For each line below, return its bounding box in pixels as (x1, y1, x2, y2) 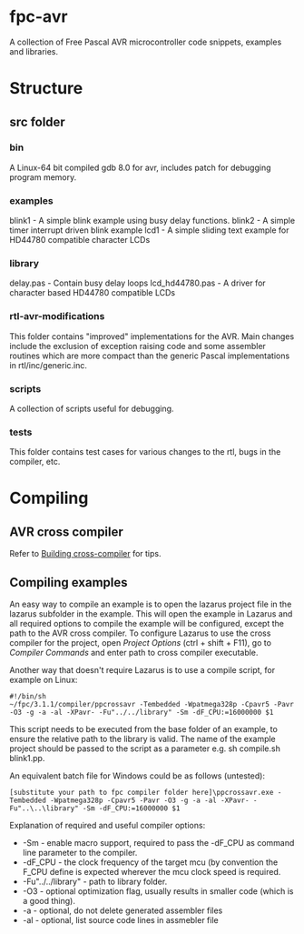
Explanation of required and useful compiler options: (9, 820, 206, 831)
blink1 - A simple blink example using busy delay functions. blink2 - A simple (9, 216, 296, 226)
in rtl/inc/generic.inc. (9, 359, 88, 370)
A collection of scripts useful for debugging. (9, 403, 174, 414)
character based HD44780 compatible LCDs (9, 287, 175, 298)
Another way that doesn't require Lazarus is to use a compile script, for (9, 665, 275, 676)
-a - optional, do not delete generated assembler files (22, 905, 223, 916)
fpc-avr (9, 6, 68, 27)
